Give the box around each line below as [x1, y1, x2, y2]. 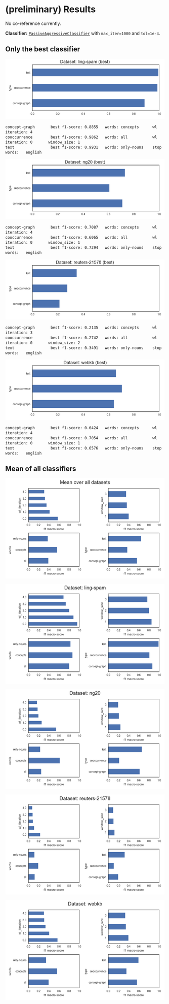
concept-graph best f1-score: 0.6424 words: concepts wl [5, 425, 157, 430]
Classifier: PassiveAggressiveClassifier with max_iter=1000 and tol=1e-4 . [5, 30, 160, 36]
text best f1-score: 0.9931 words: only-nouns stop [5, 145, 162, 150]
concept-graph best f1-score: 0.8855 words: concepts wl [5, 124, 157, 129]
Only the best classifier [5, 45, 80, 54]
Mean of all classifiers [5, 465, 76, 473]
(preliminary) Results [5, 4, 96, 15]
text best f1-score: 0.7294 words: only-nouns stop [5, 245, 162, 250]
